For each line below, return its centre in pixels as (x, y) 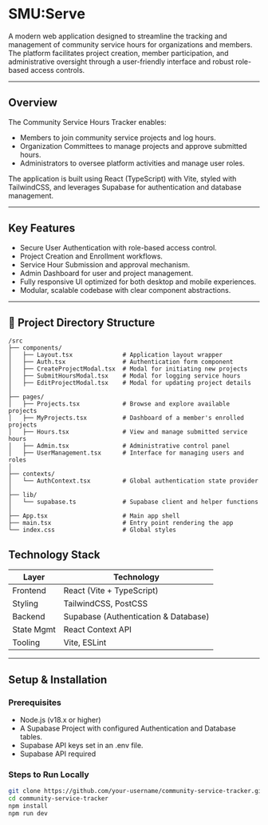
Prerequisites (35, 703)
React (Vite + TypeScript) (111, 591)
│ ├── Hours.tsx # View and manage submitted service (128, 432)
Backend (29, 617)
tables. (31, 736)
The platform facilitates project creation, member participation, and (118, 53)
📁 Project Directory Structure (82, 322)
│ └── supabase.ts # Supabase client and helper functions (134, 502)
